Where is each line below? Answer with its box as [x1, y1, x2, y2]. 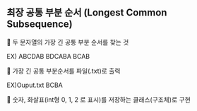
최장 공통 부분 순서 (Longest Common [6, 6, 167, 19]
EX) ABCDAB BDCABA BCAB [6, 52, 90, 60]
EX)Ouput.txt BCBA [6, 81, 63, 89]
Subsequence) [6, 18, 73, 30]
